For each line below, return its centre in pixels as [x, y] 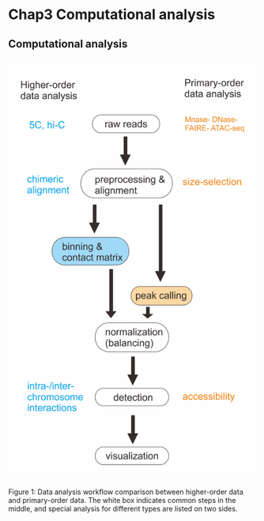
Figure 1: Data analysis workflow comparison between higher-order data [126, 492]
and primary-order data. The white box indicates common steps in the [122, 500]
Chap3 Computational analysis [112, 15]
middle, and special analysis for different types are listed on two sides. [123, 509]
